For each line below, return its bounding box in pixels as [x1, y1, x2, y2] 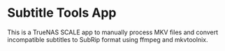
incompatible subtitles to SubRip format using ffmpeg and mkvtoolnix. [7, 35, 208, 43]
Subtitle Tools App [7, 5, 117, 21]
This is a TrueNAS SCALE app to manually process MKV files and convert [7, 28, 219, 36]
